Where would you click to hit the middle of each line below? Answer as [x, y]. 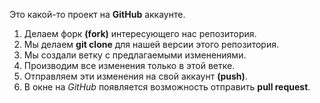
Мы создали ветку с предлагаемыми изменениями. [135, 55]
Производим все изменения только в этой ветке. [129, 65]
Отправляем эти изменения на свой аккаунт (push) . [135, 76]
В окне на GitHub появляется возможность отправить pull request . [167, 87]
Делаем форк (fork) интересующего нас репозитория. [140, 33]
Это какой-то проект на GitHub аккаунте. [97, 14]
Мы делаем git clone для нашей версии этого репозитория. [151, 44]
